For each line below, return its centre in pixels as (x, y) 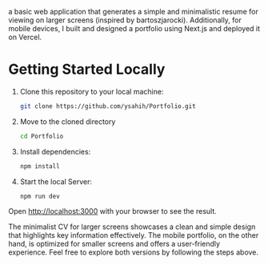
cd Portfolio (42, 136)
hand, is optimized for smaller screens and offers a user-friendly (114, 244)
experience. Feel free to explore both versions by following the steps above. (133, 252)
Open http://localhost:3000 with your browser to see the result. (113, 211)
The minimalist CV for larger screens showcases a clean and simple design (132, 227)
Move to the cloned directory (68, 121)
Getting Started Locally (87, 69)
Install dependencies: (55, 151)
